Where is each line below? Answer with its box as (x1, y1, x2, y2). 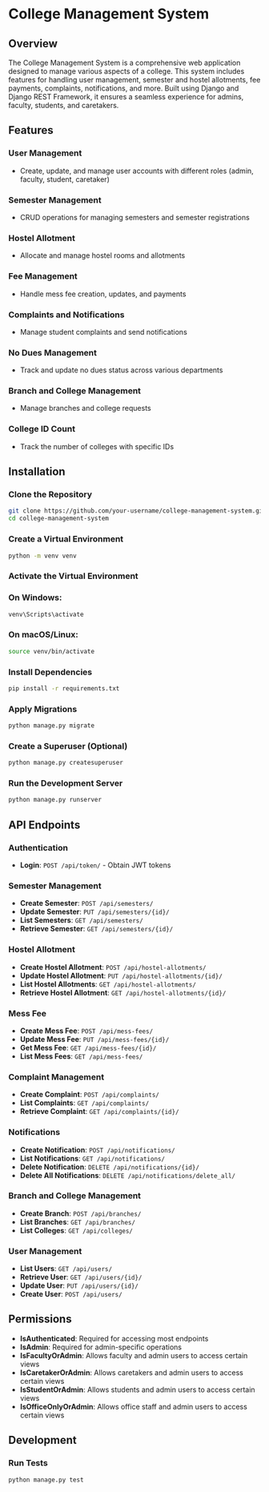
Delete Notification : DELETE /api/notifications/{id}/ (19, 1162, 200, 1172)
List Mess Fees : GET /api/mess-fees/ (19, 1051, 143, 1061)
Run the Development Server (8, 778, 123, 789)
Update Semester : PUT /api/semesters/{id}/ (19, 907, 170, 917)
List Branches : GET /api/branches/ (19, 1217, 136, 1226)
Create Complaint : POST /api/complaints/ (19, 1090, 160, 1100)
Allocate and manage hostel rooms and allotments (19, 251, 186, 260)
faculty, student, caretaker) (19, 174, 110, 184)
